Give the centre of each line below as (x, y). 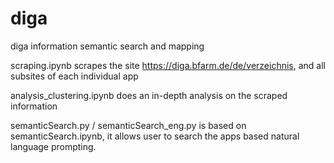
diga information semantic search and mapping (107, 46)
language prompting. (53, 146)
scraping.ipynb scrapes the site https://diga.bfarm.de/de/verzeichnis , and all (168, 65)
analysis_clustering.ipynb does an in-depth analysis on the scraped (149, 95)
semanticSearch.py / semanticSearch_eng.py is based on (128, 125)
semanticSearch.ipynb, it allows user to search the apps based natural (155, 136)
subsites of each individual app (74, 76)
